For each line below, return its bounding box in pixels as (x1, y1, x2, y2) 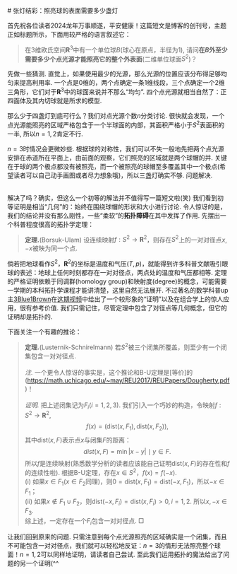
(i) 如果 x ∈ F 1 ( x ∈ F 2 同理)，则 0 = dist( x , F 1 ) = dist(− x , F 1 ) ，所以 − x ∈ (24, 477, 224, 487)
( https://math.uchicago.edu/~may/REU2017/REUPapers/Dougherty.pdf (24, 376, 231, 385)
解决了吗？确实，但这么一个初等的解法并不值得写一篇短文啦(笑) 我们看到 (7, 193, 218, 202)
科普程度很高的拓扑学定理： (13, 220, 94, 228)
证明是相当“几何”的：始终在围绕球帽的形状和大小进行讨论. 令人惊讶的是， (13, 202, 227, 211)
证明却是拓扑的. (7, 312, 53, 321)
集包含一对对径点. (24, 351, 76, 360)
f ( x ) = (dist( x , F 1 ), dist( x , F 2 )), (85, 422, 169, 432)
